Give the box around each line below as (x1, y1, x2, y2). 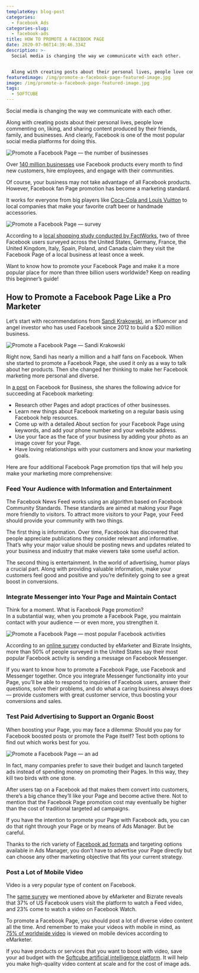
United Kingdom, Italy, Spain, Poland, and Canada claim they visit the (6, 245, 175, 251)
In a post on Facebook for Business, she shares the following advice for (6, 383, 181, 391)
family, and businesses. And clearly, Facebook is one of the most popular (6, 131, 185, 138)
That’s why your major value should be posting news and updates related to (6, 541, 191, 549)
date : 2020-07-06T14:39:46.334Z (6, 42, 86, 48)
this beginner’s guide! (6, 275, 59, 282)
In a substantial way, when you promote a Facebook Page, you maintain (6, 613, 181, 620)
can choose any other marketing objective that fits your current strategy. (6, 853, 184, 860)
